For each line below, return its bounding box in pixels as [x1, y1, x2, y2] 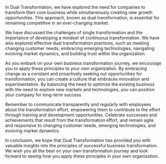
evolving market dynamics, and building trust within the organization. [5, 51, 146, 56]
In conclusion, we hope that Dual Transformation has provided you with [5, 137, 151, 143]
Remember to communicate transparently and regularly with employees [5, 102, 152, 107]
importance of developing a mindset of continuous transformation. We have [5, 35, 160, 41]
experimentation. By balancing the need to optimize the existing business [5, 81, 155, 87]
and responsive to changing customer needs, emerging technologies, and [5, 122, 156, 128]
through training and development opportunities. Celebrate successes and [5, 112, 157, 118]
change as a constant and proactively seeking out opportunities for [5, 71, 142, 76]
